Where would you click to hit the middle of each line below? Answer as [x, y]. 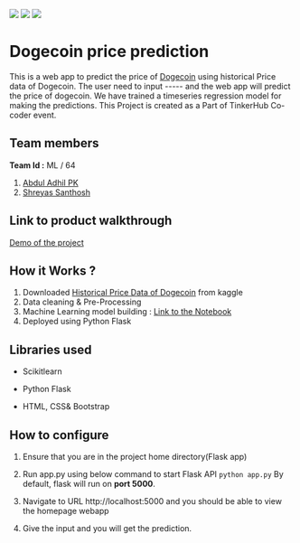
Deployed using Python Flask [77, 322]
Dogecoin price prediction [109, 52]
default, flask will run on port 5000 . [89, 484]
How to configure [59, 435]
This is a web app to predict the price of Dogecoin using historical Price [143, 76]
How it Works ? [53, 271]
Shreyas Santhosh [56, 192]
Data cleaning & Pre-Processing [82, 302]
